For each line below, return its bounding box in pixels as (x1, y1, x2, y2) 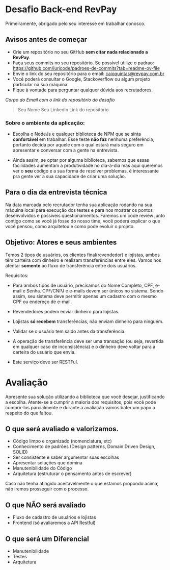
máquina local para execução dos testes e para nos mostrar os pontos (5, 207, 153, 213)
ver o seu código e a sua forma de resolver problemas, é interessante (12, 168, 159, 174)
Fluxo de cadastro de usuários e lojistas (12, 514, 96, 521)
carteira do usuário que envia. (12, 349, 76, 355)
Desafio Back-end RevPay (5, 4, 117, 15)
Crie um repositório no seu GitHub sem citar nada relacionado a (12, 48, 148, 55)
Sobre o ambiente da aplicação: (5, 119, 85, 126)
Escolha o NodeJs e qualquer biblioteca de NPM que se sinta (12, 131, 141, 137)
